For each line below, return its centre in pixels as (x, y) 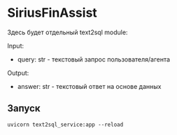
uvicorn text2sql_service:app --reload (65, 125)
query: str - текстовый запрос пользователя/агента (93, 59)
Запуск (24, 109)
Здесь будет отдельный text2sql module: (68, 32)
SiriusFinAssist (52, 13)
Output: (18, 73)
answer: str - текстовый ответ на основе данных (89, 86)
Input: (16, 45)
